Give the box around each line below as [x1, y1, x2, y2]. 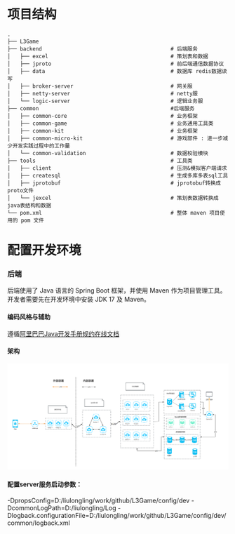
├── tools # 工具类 [7, 157, 193, 164]
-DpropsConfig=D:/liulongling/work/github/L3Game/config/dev [7, 496, 190, 505]
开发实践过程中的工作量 [12, 142, 70, 149]
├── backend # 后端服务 [7, 45, 199, 53]
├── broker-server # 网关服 [20, 82, 193, 90]
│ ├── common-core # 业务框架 [7, 112, 199, 119]
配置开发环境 [7, 243, 82, 258]
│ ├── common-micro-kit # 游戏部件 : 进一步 [7, 135, 223, 142]
